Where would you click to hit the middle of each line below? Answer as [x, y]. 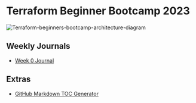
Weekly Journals [38, 46]
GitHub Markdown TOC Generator [56, 93]
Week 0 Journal [34, 60]
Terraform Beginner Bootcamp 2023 [98, 11]
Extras [19, 79]
